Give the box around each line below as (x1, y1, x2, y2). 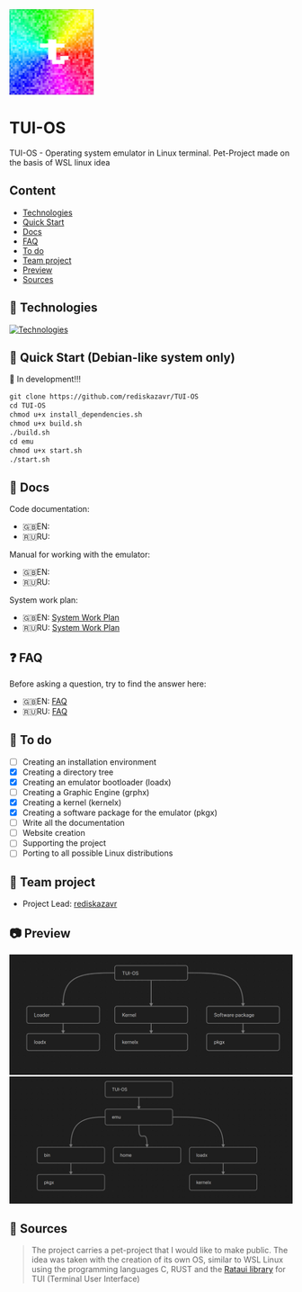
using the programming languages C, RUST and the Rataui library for (31, 1264, 286, 1275)
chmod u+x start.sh (9, 446, 83, 455)
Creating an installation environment (22, 756, 157, 767)
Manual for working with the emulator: (9, 549, 151, 561)
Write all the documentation (22, 818, 126, 829)
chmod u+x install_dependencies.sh (9, 410, 143, 419)
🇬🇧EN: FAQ (22, 695, 67, 706)
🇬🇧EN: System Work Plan (22, 612, 120, 624)
